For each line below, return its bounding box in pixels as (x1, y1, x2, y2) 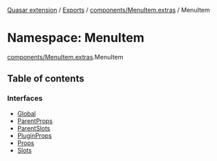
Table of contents (7, 73, 84, 85)
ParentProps (17, 117, 53, 125)
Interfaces (7, 93, 43, 103)
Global (17, 109, 36, 117)
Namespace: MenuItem (7, 30, 144, 46)
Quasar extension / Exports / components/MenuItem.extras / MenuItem (7, 6, 211, 14)
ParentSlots (17, 124, 50, 132)
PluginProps (17, 131, 52, 140)
